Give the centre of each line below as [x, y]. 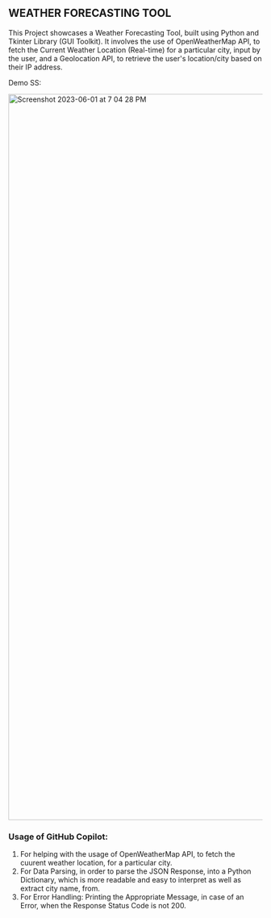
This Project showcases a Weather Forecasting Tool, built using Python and [134, 32]
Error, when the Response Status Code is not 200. [103, 906]
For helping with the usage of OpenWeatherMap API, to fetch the [127, 854]
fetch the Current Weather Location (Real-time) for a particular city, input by [134, 50]
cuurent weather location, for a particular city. [96, 863]
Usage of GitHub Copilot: [58, 837]
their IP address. [35, 67]
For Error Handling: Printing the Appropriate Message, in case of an [132, 897]
